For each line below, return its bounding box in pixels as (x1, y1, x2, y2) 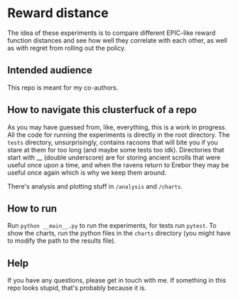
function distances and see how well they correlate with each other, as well (7, 36, 227, 44)
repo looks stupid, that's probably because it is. (7, 283, 147, 293)
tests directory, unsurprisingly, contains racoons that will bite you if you (7, 137, 218, 147)
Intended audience (7, 64, 92, 76)
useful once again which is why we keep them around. (7, 168, 167, 177)
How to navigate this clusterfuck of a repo (7, 104, 198, 116)
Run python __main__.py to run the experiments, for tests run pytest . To (7, 221, 217, 230)
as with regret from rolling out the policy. (7, 43, 126, 52)
